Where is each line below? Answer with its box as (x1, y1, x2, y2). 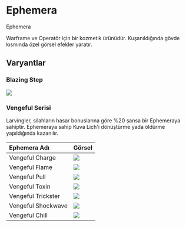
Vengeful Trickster (9, 192, 60, 200)
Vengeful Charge (9, 153, 56, 161)
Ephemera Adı (9, 143, 50, 151)
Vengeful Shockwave (9, 202, 68, 210)
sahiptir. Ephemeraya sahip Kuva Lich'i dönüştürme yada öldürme (6, 123, 165, 130)
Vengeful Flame (9, 163, 53, 171)
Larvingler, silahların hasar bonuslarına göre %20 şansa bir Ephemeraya (6, 116, 181, 124)
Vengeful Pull (9, 173, 46, 181)
